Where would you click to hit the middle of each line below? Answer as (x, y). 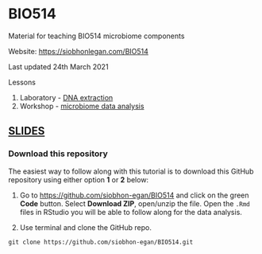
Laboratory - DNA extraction (66, 97)
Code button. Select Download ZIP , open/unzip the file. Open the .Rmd (135, 203)
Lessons (22, 82)
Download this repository (58, 154)
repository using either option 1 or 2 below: (79, 179)
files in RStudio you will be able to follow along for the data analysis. (131, 212)
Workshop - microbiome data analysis (82, 106)
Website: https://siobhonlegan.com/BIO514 (79, 51)
